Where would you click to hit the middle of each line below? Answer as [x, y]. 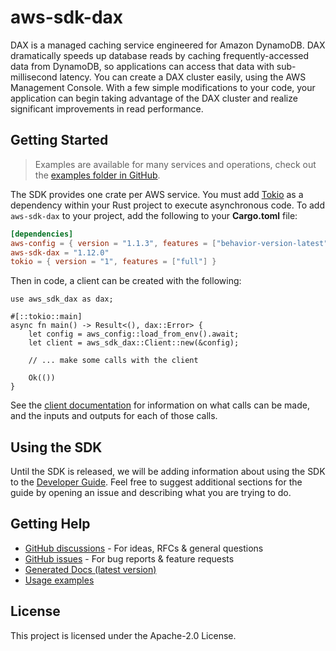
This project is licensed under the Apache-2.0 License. [123, 635]
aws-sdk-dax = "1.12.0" [60, 252]
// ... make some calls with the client [113, 361]
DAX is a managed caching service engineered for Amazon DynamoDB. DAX [168, 45]
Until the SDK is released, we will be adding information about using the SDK [168, 472]
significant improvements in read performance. [107, 108]
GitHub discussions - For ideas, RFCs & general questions [144, 548]
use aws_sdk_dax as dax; [62, 299]
